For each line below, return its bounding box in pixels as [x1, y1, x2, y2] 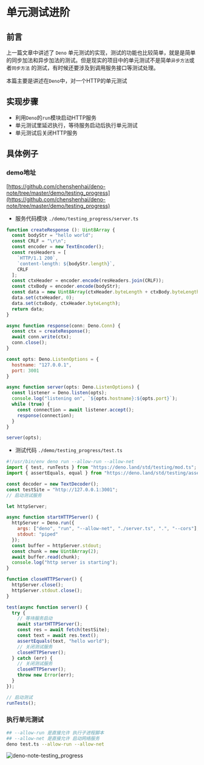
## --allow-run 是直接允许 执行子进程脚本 [6, 730, 104, 736]
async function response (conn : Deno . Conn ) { [6, 323, 121, 329]
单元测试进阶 [6, 5, 71, 19]
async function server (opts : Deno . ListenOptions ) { [6, 384, 140, 390]
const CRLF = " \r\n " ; [12, 238, 67, 244]
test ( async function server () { [6, 604, 88, 610]
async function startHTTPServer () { [6, 514, 99, 520]
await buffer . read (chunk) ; [12, 554, 80, 560]
